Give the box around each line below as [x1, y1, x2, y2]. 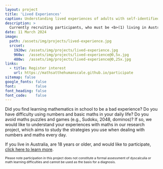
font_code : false [5, 93, 47, 98]
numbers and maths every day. [5, 132, 67, 138]
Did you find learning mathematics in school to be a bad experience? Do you [5, 106, 158, 112]
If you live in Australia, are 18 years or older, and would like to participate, [5, 141, 151, 147]
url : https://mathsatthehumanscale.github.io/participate [14, 70, 133, 75]
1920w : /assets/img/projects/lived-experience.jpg [14, 48, 118, 52]
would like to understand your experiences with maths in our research [5, 122, 145, 128]
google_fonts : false [5, 79, 47, 84]
